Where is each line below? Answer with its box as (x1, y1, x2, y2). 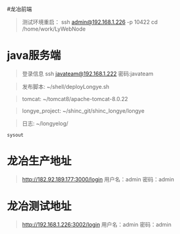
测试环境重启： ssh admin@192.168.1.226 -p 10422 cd (21, 18, 158, 26)
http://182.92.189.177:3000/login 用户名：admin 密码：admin (21, 175, 174, 183)
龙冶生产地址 (7, 154, 72, 168)
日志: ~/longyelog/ (21, 119, 69, 127)
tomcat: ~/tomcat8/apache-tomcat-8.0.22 (21, 95, 128, 102)
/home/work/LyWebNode (21, 25, 86, 32)
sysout (7, 132, 24, 138)
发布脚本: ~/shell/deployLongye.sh (21, 83, 110, 90)
